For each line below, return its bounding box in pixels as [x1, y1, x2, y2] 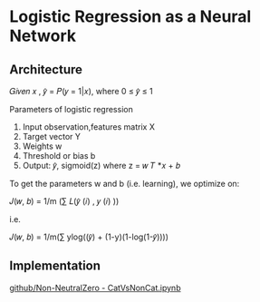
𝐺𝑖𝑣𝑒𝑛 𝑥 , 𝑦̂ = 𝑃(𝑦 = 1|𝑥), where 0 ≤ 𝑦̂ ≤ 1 [9, 86, 153, 96]
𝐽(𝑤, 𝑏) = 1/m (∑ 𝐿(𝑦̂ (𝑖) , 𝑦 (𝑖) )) [9, 196, 120, 206]
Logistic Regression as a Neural [9, 6, 252, 27]
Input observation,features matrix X [22, 122, 156, 132]
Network [9, 25, 77, 46]
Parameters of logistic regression [9, 104, 133, 114]
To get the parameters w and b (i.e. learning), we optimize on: [9, 179, 240, 189]
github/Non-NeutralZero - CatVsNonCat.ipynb [9, 282, 181, 293]
